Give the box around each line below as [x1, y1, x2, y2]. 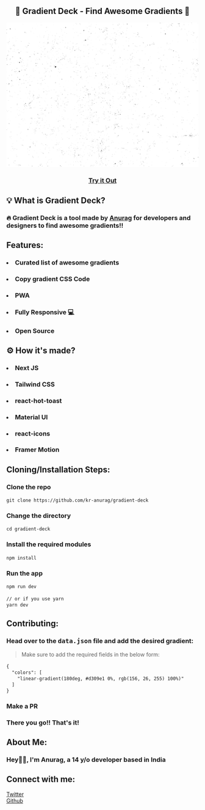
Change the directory [6, 511, 71, 520]
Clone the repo [6, 483, 51, 491]
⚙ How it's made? [6, 345, 76, 356]
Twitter [6, 790, 24, 798]
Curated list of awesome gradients [15, 258, 120, 266]
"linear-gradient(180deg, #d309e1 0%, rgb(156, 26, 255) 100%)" [17, 676, 184, 682]
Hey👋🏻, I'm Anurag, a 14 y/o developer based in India [6, 755, 166, 764]
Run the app [6, 569, 43, 577]
